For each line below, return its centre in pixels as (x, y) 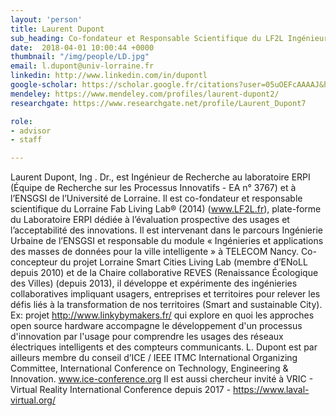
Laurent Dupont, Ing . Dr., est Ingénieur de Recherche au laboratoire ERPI (160, 177)
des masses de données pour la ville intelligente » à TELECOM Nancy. (154, 252)
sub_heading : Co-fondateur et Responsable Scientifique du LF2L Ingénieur (169, 38)
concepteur (34, 262)
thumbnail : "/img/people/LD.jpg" (80, 57)
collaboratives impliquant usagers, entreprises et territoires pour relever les (165, 294)
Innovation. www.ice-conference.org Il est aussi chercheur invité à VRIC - (162, 379)
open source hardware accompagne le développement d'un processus (156, 326)
